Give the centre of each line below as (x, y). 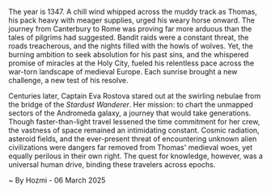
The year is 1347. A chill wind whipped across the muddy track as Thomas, (133, 12)
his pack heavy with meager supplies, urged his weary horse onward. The (131, 20)
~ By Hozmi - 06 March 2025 (57, 180)
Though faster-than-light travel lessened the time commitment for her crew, (134, 122)
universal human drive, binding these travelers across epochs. (112, 164)
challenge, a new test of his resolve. (68, 80)
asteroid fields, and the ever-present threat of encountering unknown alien (133, 139)
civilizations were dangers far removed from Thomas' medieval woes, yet (131, 147)
